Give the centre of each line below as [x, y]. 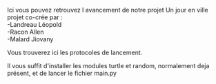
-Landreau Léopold [35, 24]
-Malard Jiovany [30, 39]
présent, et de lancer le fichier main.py [62, 73]
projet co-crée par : [35, 17]
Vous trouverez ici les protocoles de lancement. [75, 52]
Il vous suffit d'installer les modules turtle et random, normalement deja [108, 66]
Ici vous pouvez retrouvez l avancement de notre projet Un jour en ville [108, 10]
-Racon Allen [26, 32]
